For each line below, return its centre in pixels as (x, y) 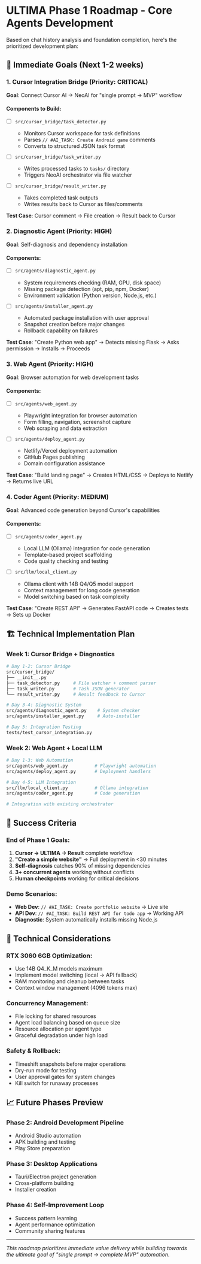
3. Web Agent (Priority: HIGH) (50, 364)
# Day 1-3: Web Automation (40, 760)
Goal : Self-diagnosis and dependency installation (67, 244)
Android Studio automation (48, 1136)
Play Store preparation (42, 1148)
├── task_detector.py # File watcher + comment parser (81, 683)
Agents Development (60, 23)
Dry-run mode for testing (45, 1070)
